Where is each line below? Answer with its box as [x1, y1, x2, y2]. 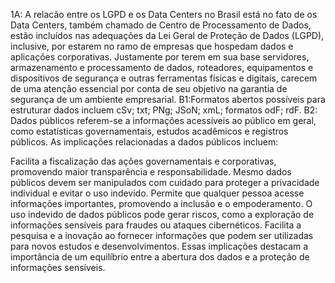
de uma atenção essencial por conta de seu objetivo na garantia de [10, 83, 288, 94]
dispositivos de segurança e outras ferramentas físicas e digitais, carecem [10, 72, 318, 84]
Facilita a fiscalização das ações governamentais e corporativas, [10, 155, 277, 167]
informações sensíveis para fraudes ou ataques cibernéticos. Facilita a [10, 219, 302, 231]
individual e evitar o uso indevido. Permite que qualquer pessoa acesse [10, 187, 305, 199]
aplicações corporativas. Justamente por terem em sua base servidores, [10, 51, 310, 63]
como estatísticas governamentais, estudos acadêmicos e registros [10, 125, 289, 137]
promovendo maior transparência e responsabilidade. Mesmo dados [10, 166, 292, 178]
